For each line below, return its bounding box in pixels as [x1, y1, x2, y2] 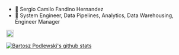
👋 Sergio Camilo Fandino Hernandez [14, 6, 104, 12]
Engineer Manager [14, 18, 60, 25]
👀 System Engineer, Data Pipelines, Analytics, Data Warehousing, [14, 12, 174, 19]
